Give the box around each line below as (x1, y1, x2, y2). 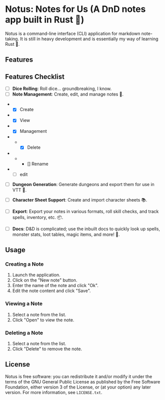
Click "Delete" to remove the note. (12, 346, 82, 352)
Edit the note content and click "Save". (12, 288, 91, 294)
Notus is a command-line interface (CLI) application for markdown (5, 30, 140, 36)
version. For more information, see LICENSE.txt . (5, 389, 103, 395)
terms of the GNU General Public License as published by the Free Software (5, 379, 161, 385)
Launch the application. (12, 272, 60, 278)
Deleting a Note (5, 329, 44, 336)
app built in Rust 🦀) (5, 14, 84, 25)
